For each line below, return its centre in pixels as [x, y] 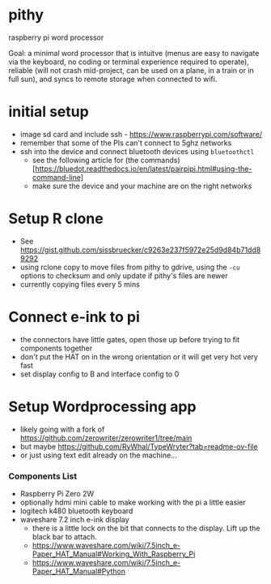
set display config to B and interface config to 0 [100, 374]
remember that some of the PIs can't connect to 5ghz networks [126, 143]
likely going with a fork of [62, 429]
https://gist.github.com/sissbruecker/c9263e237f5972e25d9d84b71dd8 [140, 250]
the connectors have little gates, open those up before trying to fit [130, 339]
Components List [43, 476]
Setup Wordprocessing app [102, 406]
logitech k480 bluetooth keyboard [76, 511]
